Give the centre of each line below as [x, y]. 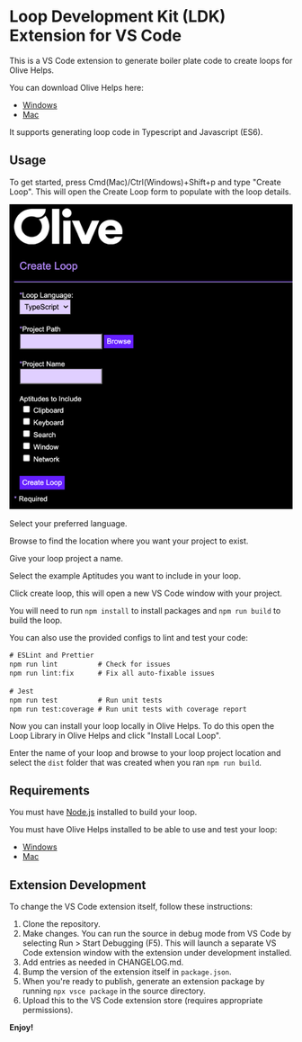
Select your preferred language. [68, 523]
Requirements [49, 790]
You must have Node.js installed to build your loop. [103, 813]
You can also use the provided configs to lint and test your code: [129, 637]
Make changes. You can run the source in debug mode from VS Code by [157, 934]
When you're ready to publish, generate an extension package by [143, 982]
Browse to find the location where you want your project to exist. [129, 541]
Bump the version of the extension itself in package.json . [127, 972]
